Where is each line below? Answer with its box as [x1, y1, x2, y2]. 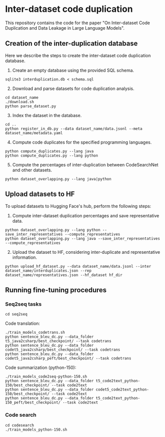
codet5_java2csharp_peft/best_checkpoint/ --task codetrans [5, 356, 132, 361]
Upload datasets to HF [5, 190, 75, 199]
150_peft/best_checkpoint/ [5, 400, 61, 405]
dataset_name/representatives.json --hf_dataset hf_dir [5, 273, 123, 278]
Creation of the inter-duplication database [5, 40, 138, 48]
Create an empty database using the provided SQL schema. [12, 67, 134, 73]
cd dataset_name [5, 95, 39, 100]
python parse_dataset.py [5, 104, 56, 109]
